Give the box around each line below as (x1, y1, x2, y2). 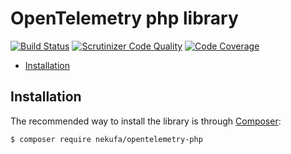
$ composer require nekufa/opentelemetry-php (10, 134, 203, 144)
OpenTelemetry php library (10, 7, 239, 30)
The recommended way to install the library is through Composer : (10, 115, 282, 127)
